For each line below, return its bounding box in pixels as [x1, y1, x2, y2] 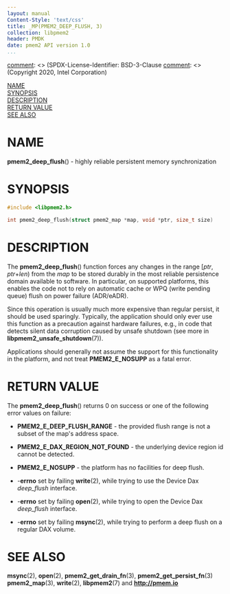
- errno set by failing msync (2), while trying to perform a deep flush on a [16, 518, 222, 526]
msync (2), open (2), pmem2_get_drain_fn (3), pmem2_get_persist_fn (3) [7, 571, 213, 580]
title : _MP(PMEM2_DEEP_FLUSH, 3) [7, 23, 103, 30]
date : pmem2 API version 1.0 [7, 42, 91, 49]
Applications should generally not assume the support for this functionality [7, 347, 218, 356]
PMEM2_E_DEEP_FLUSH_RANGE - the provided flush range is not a [16, 422, 211, 430]
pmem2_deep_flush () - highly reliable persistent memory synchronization [7, 157, 217, 165]
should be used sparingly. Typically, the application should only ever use [7, 312, 213, 320]
